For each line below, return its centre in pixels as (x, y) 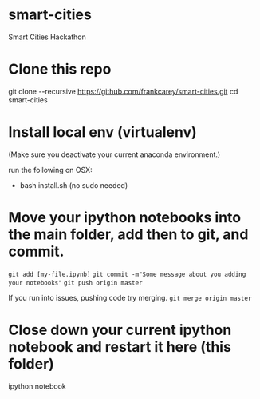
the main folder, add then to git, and (128, 234)
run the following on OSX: (51, 170)
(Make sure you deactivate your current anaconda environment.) (114, 154)
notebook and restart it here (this (120, 347)
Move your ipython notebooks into (125, 217)
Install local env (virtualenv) (102, 132)
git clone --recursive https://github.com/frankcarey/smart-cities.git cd (123, 91)
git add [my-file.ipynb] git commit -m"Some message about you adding (127, 274)
